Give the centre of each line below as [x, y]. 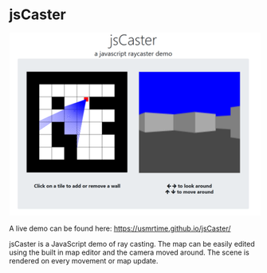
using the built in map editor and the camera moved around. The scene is [129, 252]
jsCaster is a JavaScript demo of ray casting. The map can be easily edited [132, 244]
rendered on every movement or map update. [84, 261]
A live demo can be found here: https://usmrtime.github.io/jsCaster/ [120, 228]
